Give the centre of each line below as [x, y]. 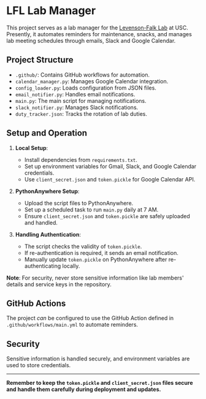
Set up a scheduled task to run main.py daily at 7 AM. [91, 210]
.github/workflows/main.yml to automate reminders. [72, 325]
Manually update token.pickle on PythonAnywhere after [96, 259]
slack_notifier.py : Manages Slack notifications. [77, 107]
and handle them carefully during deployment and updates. [84, 389]
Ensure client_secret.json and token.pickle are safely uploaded [107, 216]
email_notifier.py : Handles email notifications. [75, 94]
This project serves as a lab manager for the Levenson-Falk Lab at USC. [97, 28]
